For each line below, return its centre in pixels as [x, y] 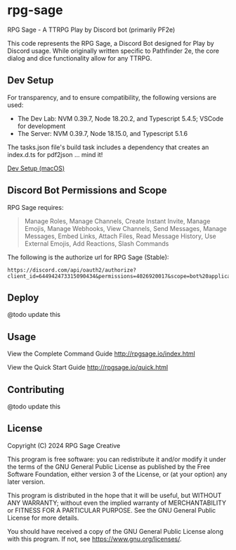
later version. [26, 482]
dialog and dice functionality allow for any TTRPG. [80, 58]
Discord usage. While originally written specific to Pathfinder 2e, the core [113, 51]
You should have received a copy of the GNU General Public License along [115, 531]
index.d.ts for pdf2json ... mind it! [55, 154]
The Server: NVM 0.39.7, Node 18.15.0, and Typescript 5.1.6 [103, 133]
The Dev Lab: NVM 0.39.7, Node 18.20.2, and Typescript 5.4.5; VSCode [120, 118]
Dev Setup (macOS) [36, 168]
